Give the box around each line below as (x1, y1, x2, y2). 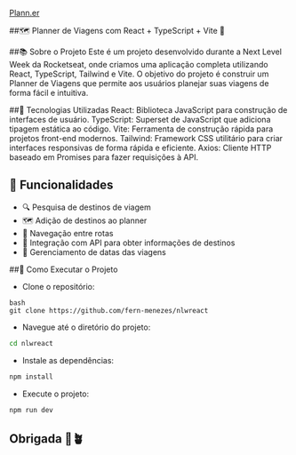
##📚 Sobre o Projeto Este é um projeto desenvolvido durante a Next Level (9, 46, 283, 57)
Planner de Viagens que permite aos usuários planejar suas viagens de (9, 78, 269, 88)
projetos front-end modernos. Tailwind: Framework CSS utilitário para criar (9, 133, 283, 143)
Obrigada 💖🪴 (9, 431, 84, 446)
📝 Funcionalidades (9, 178, 114, 193)
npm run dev (9, 405, 53, 414)
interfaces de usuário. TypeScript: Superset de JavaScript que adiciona (9, 115, 271, 124)
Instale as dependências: (21, 355, 114, 365)
